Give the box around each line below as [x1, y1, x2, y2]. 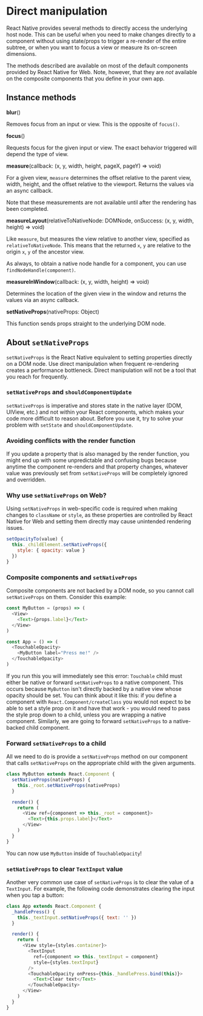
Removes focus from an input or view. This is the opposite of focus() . [6, 120, 180, 128]
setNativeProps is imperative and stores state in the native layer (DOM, [6, 402, 183, 409]
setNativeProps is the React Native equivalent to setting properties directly [6, 354, 193, 361]
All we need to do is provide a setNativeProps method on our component [6, 753, 188, 760]
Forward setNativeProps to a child [6, 739, 106, 747]
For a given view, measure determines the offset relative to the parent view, [6, 174, 191, 181]
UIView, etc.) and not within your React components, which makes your [6, 408, 185, 416]
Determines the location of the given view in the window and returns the [6, 290, 187, 297]
